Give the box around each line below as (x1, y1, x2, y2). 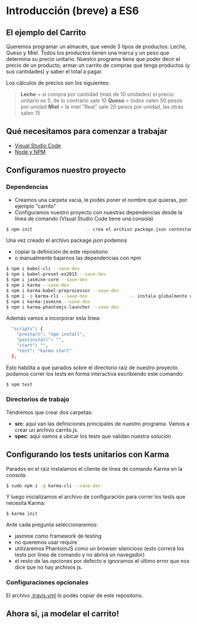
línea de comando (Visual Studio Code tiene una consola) (14, 215, 154, 222)
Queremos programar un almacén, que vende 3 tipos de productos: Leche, (6, 43, 187, 50)
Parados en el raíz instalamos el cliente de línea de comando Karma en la (6, 465, 183, 472)
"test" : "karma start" (16, 348, 72, 353)
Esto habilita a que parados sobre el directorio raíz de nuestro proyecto (6, 364, 178, 371)
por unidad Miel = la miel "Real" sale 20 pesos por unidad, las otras (20, 103, 184, 110)
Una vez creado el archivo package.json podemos (6, 237, 127, 244)
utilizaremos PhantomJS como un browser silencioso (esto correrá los (14, 545, 185, 552)
